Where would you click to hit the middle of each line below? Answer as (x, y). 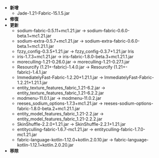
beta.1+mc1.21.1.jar (35, 46)
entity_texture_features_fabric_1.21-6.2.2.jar (60, 93)
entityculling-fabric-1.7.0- (120, 129)
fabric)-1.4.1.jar (32, 72)
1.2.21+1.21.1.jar (32, 82)
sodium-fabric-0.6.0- (108, 31)
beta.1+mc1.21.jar (34, 36)
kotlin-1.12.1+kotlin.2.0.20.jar (45, 145)
